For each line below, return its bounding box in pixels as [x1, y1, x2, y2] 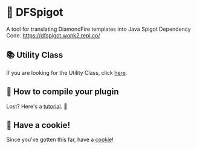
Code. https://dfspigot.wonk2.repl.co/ [6, 31, 100, 39]
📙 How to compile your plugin [6, 87, 119, 97]
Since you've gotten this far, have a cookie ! [6, 136, 114, 144]
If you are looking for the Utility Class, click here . [6, 69, 128, 76]
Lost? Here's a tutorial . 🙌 [6, 103, 68, 110]
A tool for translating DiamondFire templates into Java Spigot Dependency [6, 25, 192, 33]
